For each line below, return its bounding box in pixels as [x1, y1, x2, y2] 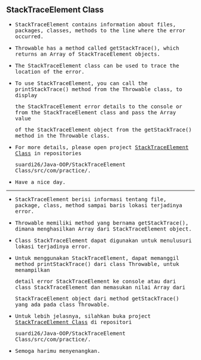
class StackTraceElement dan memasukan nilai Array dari [14, 284, 185, 291]
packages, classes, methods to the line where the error [14, 27, 185, 34]
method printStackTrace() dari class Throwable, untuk [14, 261, 179, 267]
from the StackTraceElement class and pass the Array [14, 109, 176, 116]
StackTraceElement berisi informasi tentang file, [14, 196, 167, 202]
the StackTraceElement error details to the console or [14, 103, 182, 110]
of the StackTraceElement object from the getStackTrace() [14, 126, 192, 133]
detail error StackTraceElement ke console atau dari [14, 278, 176, 285]
